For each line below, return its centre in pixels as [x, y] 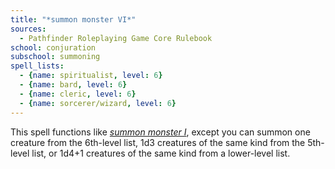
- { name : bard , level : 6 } [73, 85]
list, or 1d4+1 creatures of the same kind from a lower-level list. [161, 153]
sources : [28, 29]
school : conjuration [53, 47]
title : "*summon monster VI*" [73, 19]
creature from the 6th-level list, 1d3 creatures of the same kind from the [158, 142]
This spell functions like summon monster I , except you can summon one [160, 132]
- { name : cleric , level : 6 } [78, 94]
